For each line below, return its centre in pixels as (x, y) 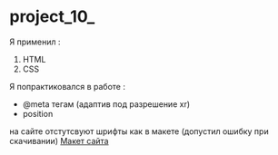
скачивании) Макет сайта (59, 140)
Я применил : (35, 42)
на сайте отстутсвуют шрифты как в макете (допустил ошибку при (139, 131)
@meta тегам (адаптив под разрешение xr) (106, 104)
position (38, 113)
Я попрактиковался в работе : (67, 86)
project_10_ (52, 17)
